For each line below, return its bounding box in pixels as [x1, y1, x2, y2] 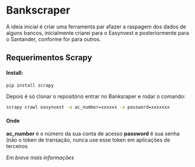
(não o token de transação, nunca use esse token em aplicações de [6, 136, 171, 143]
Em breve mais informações [6, 154, 75, 161]
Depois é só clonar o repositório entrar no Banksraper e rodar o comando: [6, 93, 186, 100]
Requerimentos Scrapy [6, 53, 92, 63]
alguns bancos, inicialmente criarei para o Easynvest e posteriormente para [6, 29, 190, 36]
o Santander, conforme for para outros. [6, 35, 101, 42]
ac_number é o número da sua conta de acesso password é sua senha [6, 130, 180, 137]
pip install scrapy [6, 82, 54, 89]
